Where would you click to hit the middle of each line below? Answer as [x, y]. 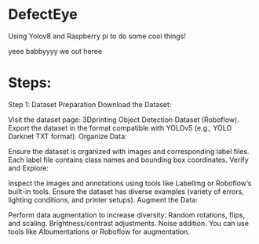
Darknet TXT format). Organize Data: [67, 136]
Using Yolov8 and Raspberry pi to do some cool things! [97, 36]
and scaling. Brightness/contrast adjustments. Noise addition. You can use [129, 223]
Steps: [30, 83]
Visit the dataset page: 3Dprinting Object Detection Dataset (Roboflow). [124, 120]
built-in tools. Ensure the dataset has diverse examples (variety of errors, [126, 191]
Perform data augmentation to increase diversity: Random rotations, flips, [127, 215]
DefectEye [43, 14]
